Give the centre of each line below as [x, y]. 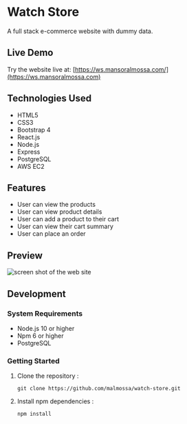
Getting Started [33, 361]
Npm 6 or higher [40, 336]
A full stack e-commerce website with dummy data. [80, 31]
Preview [25, 255]
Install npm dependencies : [55, 401]
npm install [34, 414]
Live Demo [30, 53]
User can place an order [51, 234]
